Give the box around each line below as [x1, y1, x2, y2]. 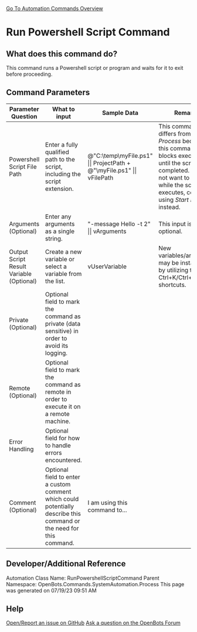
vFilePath [87, 173, 114, 181]
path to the [45, 155, 75, 163]
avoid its [45, 342, 69, 350]
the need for [45, 524, 79, 532]
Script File [9, 163, 37, 171]
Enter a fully [45, 140, 78, 148]
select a [45, 262, 67, 271]
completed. [158, 166, 190, 174]
